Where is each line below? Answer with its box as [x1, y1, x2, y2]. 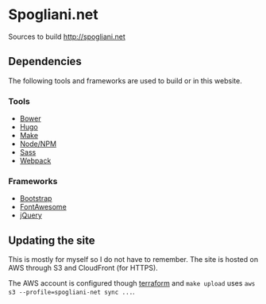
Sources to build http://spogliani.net [8, 32, 125, 41]
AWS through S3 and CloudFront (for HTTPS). [8, 264, 159, 273]
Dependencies [8, 55, 82, 68]
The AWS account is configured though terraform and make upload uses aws [8, 279, 256, 288]
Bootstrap [19, 194, 52, 203]
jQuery [19, 210, 42, 220]
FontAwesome [19, 202, 67, 212]
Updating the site [8, 233, 95, 247]
